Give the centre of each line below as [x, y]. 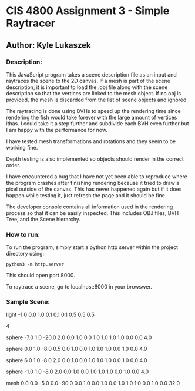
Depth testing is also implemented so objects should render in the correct [95, 159]
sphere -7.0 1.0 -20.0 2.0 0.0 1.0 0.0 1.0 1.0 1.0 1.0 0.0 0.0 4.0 [79, 337]
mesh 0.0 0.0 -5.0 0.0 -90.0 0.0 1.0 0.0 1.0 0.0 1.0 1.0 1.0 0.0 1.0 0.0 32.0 [93, 383]
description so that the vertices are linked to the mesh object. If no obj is [94, 93]
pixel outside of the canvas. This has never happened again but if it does [94, 189]
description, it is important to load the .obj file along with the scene [87, 87]
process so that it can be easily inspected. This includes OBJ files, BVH [93, 213]
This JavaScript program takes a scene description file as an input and [92, 74]
